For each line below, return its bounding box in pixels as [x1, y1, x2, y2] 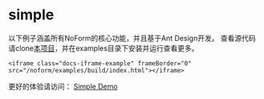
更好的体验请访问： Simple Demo [8, 81, 118, 91]
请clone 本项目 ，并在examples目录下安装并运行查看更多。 [8, 43, 199, 53]
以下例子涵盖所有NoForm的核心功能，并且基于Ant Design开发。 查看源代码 [8, 33, 257, 43]
